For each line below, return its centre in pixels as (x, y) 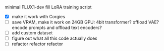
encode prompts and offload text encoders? (57, 28)
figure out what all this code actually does (55, 38)
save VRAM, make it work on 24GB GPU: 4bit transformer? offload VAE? (85, 22)
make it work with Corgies (38, 16)
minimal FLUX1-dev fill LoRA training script (48, 7)
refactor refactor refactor (37, 44)
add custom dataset (32, 33)
